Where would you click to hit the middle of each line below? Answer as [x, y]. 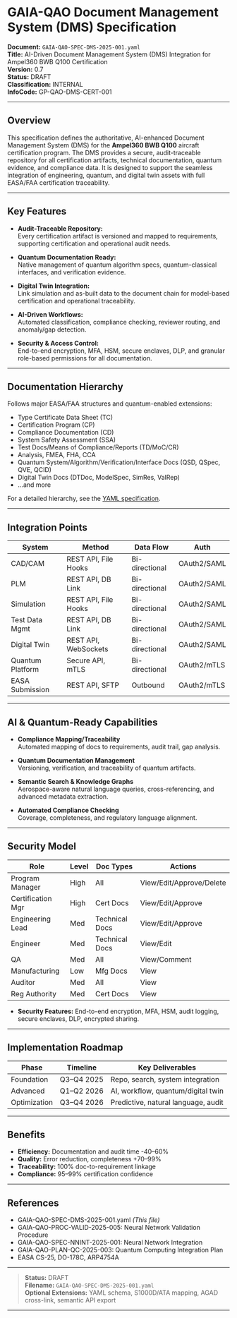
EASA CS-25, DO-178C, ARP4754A [68, 1257]
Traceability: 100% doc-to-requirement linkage [87, 1167]
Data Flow [152, 548]
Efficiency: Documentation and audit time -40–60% [93, 1151]
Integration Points [48, 527]
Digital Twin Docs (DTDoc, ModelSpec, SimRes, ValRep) [98, 478]
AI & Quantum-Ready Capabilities [83, 722]
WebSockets [87, 649]
